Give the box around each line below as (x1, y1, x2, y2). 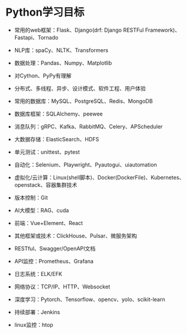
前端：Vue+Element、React (14, 219, 83, 226)
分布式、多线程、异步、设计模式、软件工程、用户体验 (14, 84, 146, 92)
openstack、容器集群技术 (14, 181, 77, 189)
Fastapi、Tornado (14, 34, 59, 41)
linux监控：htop (14, 321, 53, 328)
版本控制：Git (14, 194, 49, 201)
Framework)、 (145, 26, 180, 34)
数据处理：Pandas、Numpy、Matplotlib (14, 59, 112, 66)
